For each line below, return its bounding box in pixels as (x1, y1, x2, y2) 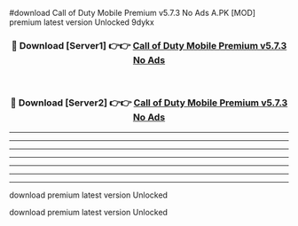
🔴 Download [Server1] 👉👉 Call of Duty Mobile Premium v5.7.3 (11, 39, 287, 51)
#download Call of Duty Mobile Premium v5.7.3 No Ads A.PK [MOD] (9, 8, 255, 18)
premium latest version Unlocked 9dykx (9, 17, 155, 27)
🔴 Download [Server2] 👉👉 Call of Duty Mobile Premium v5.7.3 (10, 97, 288, 109)
